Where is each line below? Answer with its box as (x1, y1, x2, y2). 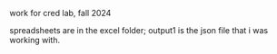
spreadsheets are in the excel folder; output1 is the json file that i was (9, 25, 269, 35)
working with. (9, 35, 61, 45)
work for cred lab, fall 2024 (9, 8, 112, 18)
